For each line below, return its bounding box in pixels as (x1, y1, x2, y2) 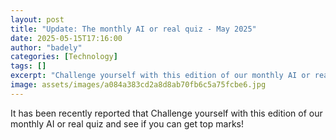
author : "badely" (10, 42, 83, 53)
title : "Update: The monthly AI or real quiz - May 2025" (10, 24, 257, 34)
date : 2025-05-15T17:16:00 (10, 33, 123, 43)
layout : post (10, 14, 65, 25)
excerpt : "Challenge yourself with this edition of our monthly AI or (10, 71, 311, 81)
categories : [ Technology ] (10, 52, 118, 62)
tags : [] (10, 61, 47, 71)
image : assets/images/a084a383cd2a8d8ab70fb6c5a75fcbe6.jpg (10, 80, 267, 90)
